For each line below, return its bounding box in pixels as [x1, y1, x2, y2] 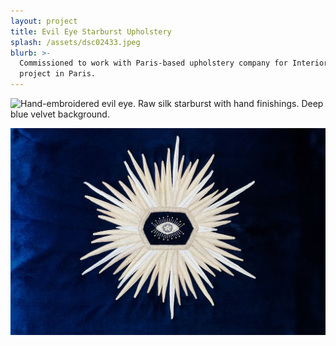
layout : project [10, 16, 78, 26]
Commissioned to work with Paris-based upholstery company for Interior [19, 58, 329, 69]
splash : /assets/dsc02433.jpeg [10, 37, 141, 47]
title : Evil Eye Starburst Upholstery [10, 26, 172, 37]
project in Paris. [19, 69, 97, 79]
